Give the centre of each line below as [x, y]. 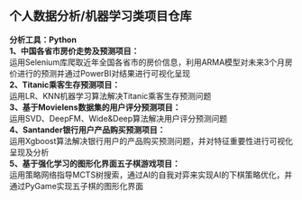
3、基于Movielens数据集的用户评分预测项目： [95, 107]
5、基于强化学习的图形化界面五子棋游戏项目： [95, 163]
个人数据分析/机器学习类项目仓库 [101, 16]
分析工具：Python [43, 40]
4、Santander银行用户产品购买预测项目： [87, 130]
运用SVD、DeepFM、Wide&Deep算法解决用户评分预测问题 [119, 118]
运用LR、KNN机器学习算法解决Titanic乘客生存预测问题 [110, 95]
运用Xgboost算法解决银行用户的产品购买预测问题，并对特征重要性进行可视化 [151, 141]
